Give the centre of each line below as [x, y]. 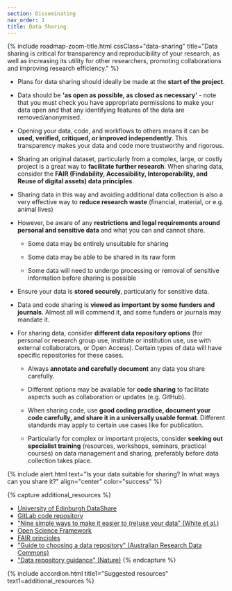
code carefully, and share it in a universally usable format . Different [126, 418]
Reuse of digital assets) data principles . [75, 181]
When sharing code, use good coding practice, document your [119, 410]
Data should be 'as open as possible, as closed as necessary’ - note [117, 95]
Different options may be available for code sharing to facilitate [118, 390]
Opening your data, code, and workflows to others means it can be [113, 131]
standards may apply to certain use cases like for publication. [115, 425]
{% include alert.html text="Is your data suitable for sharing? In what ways [114, 474]
